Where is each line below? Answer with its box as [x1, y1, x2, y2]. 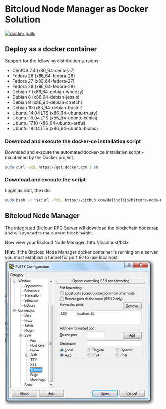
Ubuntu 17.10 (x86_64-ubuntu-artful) [12, 120, 86, 126]
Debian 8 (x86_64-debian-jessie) [12, 94, 80, 100]
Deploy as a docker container [5, 45, 97, 53]
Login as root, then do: [5, 187, 51, 194]
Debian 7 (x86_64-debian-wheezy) [12, 88, 84, 95]
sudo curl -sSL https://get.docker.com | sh [5, 165, 98, 170]
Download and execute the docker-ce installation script [5, 138, 141, 145]
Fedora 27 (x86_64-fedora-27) [12, 78, 75, 84]
